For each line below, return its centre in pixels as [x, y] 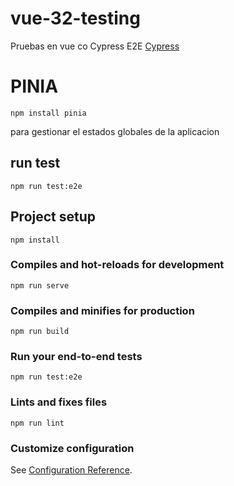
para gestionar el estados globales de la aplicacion [115, 131]
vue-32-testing [75, 18]
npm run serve [40, 285]
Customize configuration [72, 448]
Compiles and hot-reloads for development [117, 265]
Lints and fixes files [59, 402]
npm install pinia [48, 113]
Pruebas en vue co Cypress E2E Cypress [95, 46]
